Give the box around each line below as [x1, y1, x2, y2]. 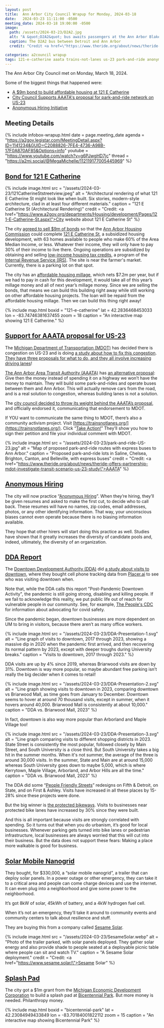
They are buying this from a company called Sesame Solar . [5, 924, 123, 930]
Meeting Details [5, 119, 55, 127]
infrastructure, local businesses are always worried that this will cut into [5, 832, 149, 838]
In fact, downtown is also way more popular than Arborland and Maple [5, 716, 146, 722]
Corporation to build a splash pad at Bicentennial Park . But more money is [5, 992, 154, 998]
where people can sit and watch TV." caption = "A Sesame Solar [5, 950, 134, 956]
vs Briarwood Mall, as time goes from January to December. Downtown [5, 691, 149, 697]
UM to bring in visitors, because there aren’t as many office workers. [5, 621, 143, 627]
